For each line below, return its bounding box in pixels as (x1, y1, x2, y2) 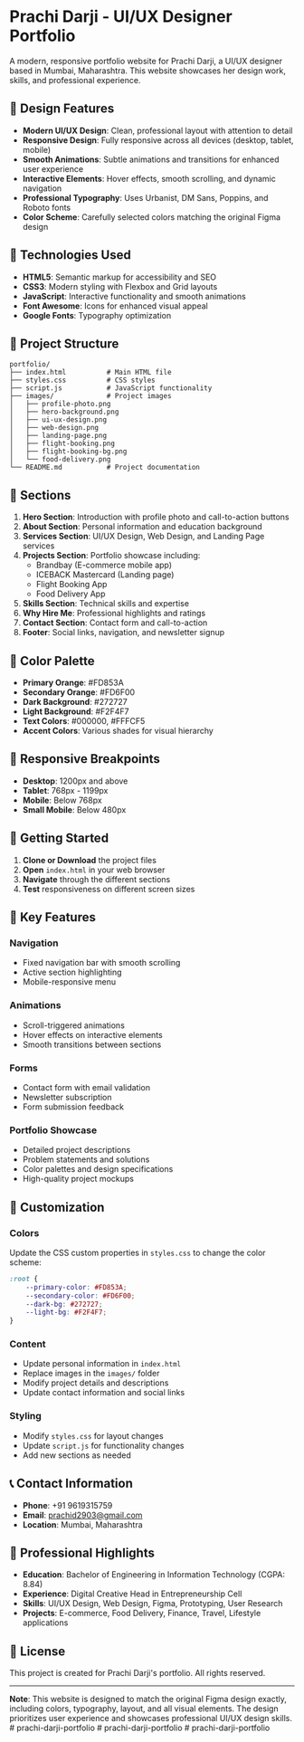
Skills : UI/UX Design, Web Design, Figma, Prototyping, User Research (22, 1598, 283, 1609)
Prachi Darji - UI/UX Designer (9, 6, 233, 27)
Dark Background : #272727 (22, 697, 128, 707)
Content (9, 1337, 47, 1350)
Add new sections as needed (22, 1450, 131, 1461)
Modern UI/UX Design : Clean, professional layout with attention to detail (22, 125, 293, 136)
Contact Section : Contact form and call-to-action (22, 617, 208, 628)
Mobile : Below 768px (22, 795, 102, 805)
